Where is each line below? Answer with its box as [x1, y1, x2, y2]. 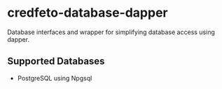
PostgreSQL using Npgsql [17, 74, 92, 82]
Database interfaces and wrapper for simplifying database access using [7, 28, 216, 36]
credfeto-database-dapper [7, 5, 168, 21]
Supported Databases [7, 56, 105, 67]
